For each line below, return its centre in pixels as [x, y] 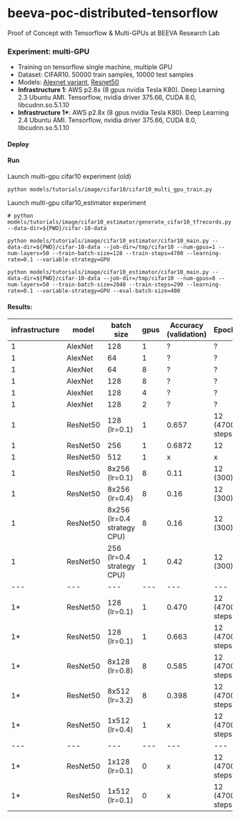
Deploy [18, 144]
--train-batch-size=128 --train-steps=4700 [118, 254]
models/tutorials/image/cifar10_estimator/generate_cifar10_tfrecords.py [120, 222]
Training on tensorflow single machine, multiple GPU [95, 67]
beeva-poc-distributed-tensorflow [113, 13]
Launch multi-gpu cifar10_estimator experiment [77, 203]
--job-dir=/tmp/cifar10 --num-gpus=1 [159, 247]
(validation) [187, 334]
